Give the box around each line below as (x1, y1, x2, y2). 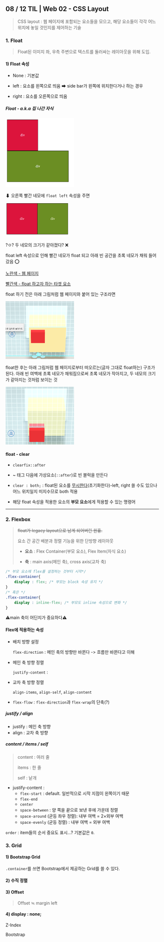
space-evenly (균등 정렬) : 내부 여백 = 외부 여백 (19, 819, 110, 825)
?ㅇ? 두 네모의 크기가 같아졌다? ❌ (5, 242, 69, 248)
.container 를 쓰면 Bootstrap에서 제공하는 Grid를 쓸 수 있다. (5, 865, 120, 871)
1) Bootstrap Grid (5, 854, 40, 860)
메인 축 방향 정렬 (12, 659, 44, 665)
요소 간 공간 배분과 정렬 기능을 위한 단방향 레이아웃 (17, 538, 114, 544)
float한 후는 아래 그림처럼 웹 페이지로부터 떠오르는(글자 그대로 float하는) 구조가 (5, 364, 155, 370)
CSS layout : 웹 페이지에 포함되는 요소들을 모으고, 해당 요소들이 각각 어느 (17, 18, 156, 24)
